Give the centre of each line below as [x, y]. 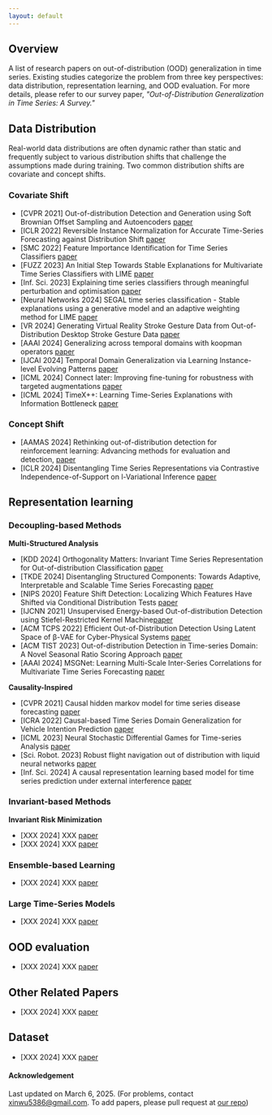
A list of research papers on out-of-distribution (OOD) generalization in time [135, 68]
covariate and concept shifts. [57, 174]
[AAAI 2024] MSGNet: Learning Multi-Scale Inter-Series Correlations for [141, 662]
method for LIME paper [59, 317]
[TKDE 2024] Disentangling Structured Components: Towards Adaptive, [140, 576]
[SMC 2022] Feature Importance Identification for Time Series [124, 247]
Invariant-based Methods [60, 802]
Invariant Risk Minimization [56, 820]
